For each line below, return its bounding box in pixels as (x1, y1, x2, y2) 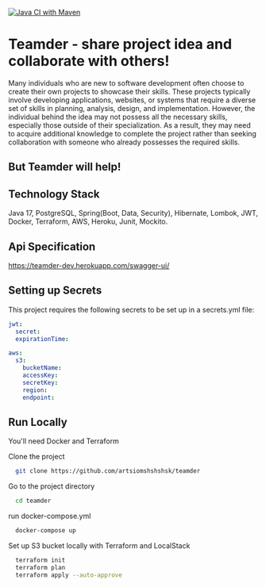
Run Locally (8, 415, 67, 428)
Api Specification (8, 240, 96, 253)
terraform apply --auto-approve (15, 571, 123, 579)
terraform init (15, 556, 66, 564)
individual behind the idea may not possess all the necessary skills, (8, 112, 228, 121)
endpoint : (22, 393, 56, 401)
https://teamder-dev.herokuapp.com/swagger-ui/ (8, 260, 170, 270)
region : (22, 386, 48, 394)
